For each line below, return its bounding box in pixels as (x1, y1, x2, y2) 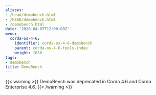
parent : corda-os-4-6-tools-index (14, 45, 88, 51)
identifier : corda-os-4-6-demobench (14, 41, 93, 46)
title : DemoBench (5, 64, 42, 69)
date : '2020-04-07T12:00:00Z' (5, 27, 70, 32)
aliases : (5, 7, 24, 13)
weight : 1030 (14, 50, 42, 55)
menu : (5, 31, 17, 36)
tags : (5, 55, 17, 60)
